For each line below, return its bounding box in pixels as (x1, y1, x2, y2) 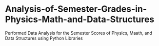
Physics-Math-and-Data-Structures (5, 14, 155, 25)
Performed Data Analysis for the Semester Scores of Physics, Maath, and (5, 30, 153, 36)
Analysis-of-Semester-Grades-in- (5, 3, 147, 15)
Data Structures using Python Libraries (5, 35, 83, 41)
